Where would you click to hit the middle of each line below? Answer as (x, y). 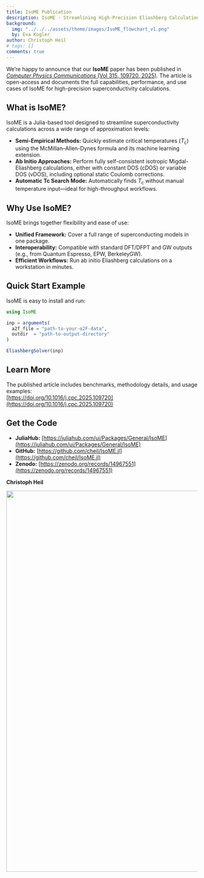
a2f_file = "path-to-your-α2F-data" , (59, 329)
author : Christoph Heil (36, 40)
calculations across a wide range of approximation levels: (78, 129)
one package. (32, 241)
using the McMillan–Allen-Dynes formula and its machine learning (97, 148)
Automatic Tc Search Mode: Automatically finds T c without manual (99, 182)
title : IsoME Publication (39, 12)
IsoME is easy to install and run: (46, 301)
